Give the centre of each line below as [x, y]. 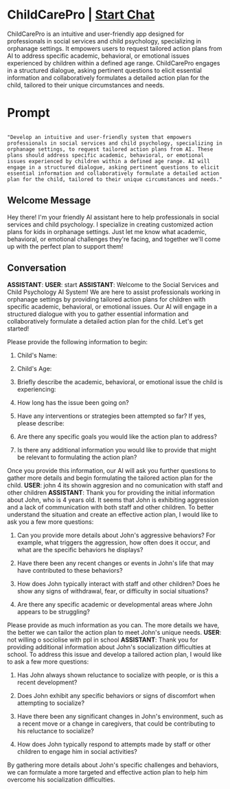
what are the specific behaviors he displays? [80, 549]
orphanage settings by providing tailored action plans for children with [106, 299]
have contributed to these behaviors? [70, 570]
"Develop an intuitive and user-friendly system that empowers [100, 137]
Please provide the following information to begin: [78, 341]
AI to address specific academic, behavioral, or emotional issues [99, 56]
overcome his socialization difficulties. [61, 779]
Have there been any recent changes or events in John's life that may [115, 563]
